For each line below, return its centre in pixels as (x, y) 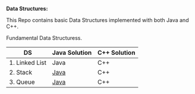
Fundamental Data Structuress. (44, 38)
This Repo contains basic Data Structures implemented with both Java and (97, 20)
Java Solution (72, 53)
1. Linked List (28, 63)
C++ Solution (116, 53)
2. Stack (21, 72)
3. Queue (22, 82)
